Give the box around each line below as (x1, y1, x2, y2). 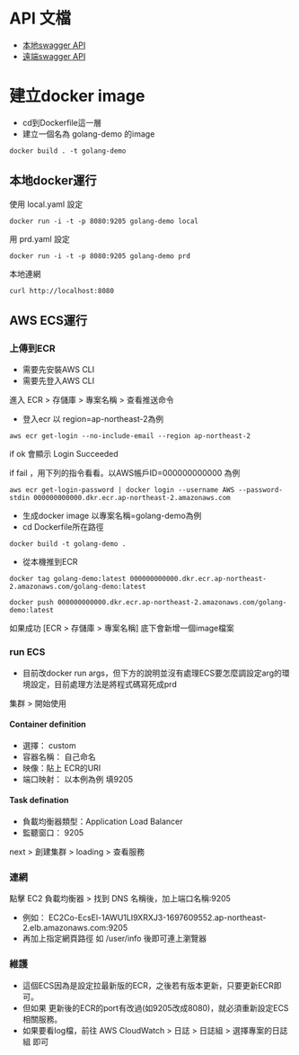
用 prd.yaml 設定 (9, 233, 70, 244)
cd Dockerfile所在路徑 (22, 522, 104, 532)
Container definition (9, 719, 87, 729)
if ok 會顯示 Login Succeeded (9, 449, 119, 460)
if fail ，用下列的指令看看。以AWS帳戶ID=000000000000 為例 (9, 468, 241, 478)
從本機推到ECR (22, 557, 78, 568)
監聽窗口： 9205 (22, 827, 84, 838)
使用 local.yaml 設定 (9, 199, 84, 210)
